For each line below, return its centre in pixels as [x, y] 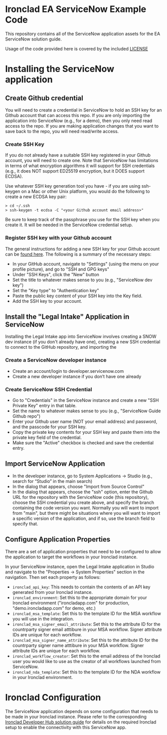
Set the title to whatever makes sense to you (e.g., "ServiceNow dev [83, 280]
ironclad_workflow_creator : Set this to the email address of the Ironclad [86, 656]
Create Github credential [44, 98]
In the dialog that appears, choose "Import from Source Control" [78, 486]
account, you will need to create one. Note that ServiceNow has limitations [82, 161]
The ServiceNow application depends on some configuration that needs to [82, 711]
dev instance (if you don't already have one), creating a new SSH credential [83, 342]
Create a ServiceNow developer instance [56, 360]
